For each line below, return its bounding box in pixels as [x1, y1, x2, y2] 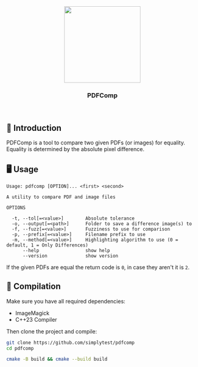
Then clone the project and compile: [6, 327, 97, 335]
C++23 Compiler [15, 316, 57, 323]
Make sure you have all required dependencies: [6, 297, 126, 305]
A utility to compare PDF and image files [6, 194, 116, 200]
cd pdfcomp [6, 345, 34, 351]
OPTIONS [6, 204, 26, 210]
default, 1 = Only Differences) [6, 242, 88, 248]
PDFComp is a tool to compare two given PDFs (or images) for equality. [6, 139, 186, 146]
